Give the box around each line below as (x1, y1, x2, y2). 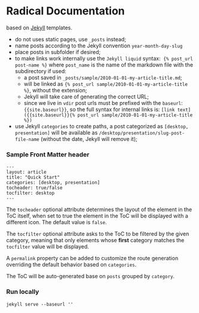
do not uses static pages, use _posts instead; (14, 35, 127, 43)
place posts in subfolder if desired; (14, 48, 101, 55)
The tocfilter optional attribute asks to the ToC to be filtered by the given (6, 230, 189, 237)
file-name (14, 136, 40, 142)
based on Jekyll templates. (6, 24, 73, 31)
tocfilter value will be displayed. (6, 243, 90, 250)
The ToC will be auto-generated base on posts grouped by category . (6, 273, 175, 280)
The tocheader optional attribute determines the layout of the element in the (6, 206, 192, 213)
